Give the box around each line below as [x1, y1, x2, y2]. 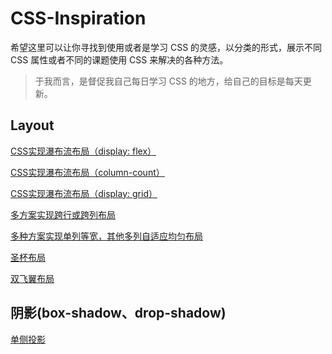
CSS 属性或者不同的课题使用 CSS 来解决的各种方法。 [10, 53, 229, 66]
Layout [10, 117, 55, 134]
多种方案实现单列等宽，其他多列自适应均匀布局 [10, 230, 203, 242]
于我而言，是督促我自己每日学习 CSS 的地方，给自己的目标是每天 [34, 75, 303, 87]
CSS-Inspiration [10, 7, 147, 30]
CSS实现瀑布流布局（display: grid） [10, 187, 158, 199]
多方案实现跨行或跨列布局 [10, 208, 116, 221]
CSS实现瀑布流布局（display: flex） [10, 145, 157, 157]
